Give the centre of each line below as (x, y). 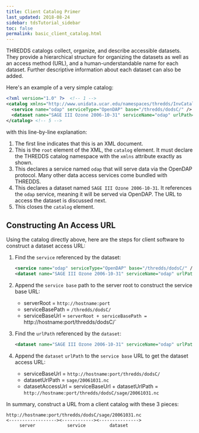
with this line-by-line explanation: (47, 132)
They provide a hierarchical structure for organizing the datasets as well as (97, 57)
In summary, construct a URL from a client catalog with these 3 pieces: (93, 404)
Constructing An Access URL (61, 225)
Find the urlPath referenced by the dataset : (68, 334)
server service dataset (74, 425)
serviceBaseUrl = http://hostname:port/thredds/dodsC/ (92, 374)
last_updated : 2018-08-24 (38, 17)
